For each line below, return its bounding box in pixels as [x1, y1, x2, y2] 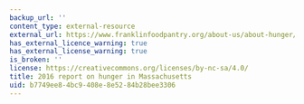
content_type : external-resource [9, 22, 136, 31]
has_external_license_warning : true [9, 47, 147, 56]
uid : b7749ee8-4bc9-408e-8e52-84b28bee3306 [9, 80, 176, 90]
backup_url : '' [9, 13, 67, 23]
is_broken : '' [9, 55, 63, 64]
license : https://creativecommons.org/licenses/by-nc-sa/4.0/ [9, 64, 249, 73]
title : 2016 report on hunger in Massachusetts [9, 72, 193, 81]
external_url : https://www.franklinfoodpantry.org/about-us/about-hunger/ [9, 30, 298, 39]
